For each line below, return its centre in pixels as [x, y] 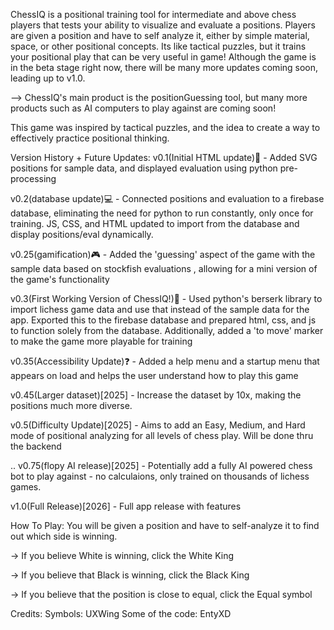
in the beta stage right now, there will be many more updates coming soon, [164, 67]
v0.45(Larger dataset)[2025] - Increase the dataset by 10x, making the [156, 395]
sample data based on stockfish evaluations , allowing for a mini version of [164, 268]
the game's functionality [60, 279]
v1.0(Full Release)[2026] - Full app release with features [126, 506]
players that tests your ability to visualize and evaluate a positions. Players [163, 25]
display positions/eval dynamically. [82, 234]
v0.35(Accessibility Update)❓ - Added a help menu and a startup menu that [165, 361]
